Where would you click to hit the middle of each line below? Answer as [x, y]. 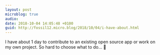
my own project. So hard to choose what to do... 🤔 [56, 47]
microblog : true [22, 14]
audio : [12, 19]
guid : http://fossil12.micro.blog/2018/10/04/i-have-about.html [72, 28]
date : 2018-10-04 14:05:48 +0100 [39, 23]
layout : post [18, 10]
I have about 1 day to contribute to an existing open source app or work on [80, 42]
